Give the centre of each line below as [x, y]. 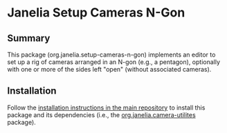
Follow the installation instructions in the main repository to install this [106, 108]
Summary [29, 38]
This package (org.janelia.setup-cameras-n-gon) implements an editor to [111, 54]
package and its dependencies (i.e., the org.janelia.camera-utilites [101, 114]
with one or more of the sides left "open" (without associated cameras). [109, 69]
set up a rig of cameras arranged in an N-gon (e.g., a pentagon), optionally [113, 62]
